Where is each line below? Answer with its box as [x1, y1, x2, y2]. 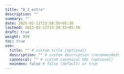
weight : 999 [5, 35, 30, 39]
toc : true [5, 39, 26, 44]
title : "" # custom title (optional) [9, 48, 87, 53]
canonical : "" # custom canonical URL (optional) [9, 57, 113, 62]
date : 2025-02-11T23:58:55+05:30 [5, 20, 74, 26]
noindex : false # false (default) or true [9, 61, 98, 66]
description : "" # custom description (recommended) [9, 52, 120, 57]
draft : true [5, 30, 30, 35]
